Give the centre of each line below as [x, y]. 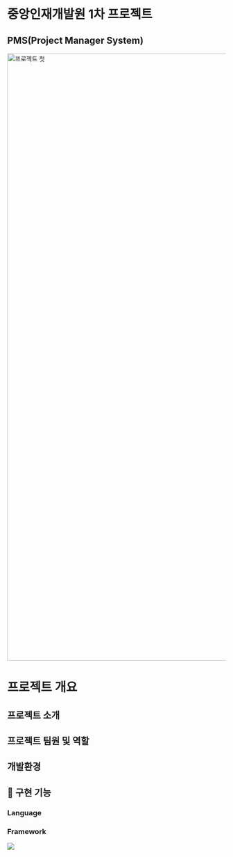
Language [25, 812]
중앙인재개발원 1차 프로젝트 [80, 14]
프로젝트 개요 [42, 688]
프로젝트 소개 [34, 715]
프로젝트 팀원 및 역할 [48, 740]
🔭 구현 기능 [29, 793]
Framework [27, 831]
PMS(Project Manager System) [76, 40]
